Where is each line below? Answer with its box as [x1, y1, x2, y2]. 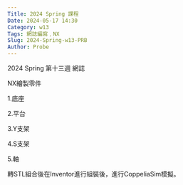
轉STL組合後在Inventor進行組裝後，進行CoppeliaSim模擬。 [7, 170, 180, 178]
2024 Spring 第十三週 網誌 [7, 64, 85, 72]
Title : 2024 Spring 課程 [7, 10, 79, 18]
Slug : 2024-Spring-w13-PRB [7, 37, 88, 44]
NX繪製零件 [7, 79, 42, 88]
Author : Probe [7, 43, 50, 51]
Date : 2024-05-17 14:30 [7, 17, 78, 24]
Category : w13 [7, 23, 50, 31]
